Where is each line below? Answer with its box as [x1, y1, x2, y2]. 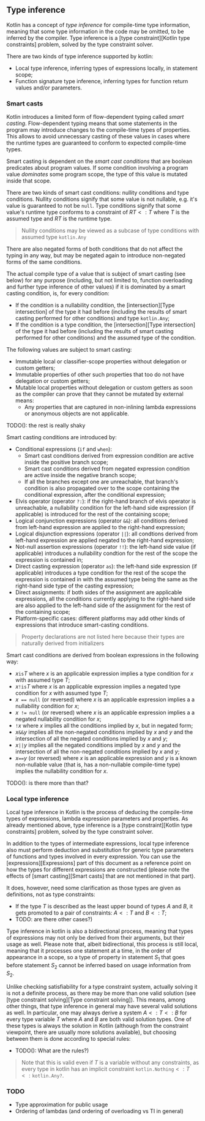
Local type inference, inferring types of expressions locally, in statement [15, 64, 198, 72]
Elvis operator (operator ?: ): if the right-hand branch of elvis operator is [15, 497, 196, 505]
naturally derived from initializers [21, 640, 105, 647]
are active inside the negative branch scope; [24, 472, 136, 479]
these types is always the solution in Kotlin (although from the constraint [6, 1022, 188, 1029]
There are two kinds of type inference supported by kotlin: [6, 52, 154, 60]
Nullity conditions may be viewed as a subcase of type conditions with [21, 227, 199, 235]
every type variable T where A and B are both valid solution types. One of [6, 1015, 192, 1022]
